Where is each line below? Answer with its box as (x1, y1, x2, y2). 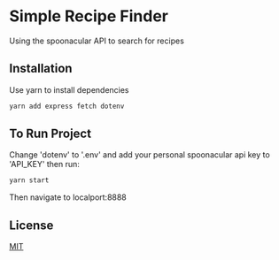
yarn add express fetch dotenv (9, 102, 125, 111)
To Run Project (9, 126, 91, 141)
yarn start (9, 176, 50, 185)
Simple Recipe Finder (9, 6, 168, 27)
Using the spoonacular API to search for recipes (9, 35, 184, 46)
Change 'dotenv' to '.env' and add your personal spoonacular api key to (9, 149, 270, 160)
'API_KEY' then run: (9, 159, 80, 170)
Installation (9, 61, 73, 76)
